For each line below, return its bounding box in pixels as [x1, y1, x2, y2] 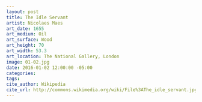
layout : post [6, 8, 39, 15]
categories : [6, 70, 36, 76]
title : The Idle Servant [6, 14, 69, 20]
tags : [6, 76, 20, 82]
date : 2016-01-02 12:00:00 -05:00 [6, 64, 93, 71]
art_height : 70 [6, 43, 44, 49]
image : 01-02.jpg [6, 59, 50, 65]
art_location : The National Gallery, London [6, 53, 120, 59]
